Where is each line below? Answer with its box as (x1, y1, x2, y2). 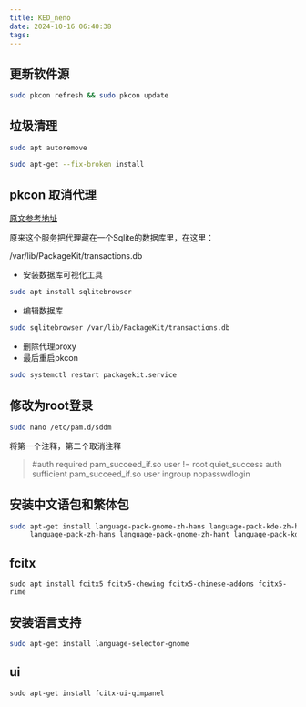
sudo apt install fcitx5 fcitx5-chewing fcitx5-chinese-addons (9, 579, 255, 589)
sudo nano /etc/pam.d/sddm (9, 423, 112, 432)
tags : (9, 30, 30, 39)
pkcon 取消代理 (9, 188, 97, 203)
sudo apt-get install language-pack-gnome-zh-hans (9, 521, 206, 531)
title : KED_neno (9, 13, 71, 23)
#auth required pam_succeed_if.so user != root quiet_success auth (31, 458, 282, 469)
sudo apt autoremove (9, 143, 88, 152)
